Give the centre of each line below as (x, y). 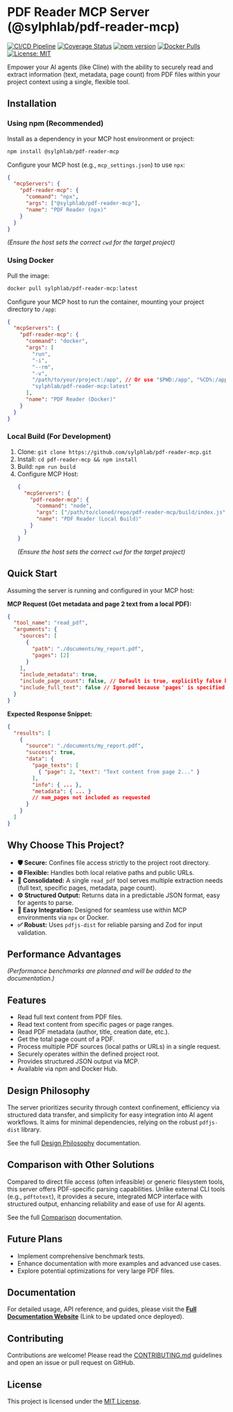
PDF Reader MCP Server (78, 12)
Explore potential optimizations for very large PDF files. (96, 1271)
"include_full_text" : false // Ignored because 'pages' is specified (122, 688)
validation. (32, 932)
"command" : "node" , (64, 506)
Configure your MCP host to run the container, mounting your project (106, 302)
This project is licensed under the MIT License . (74, 1402)
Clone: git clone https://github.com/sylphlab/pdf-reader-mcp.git (114, 451)
